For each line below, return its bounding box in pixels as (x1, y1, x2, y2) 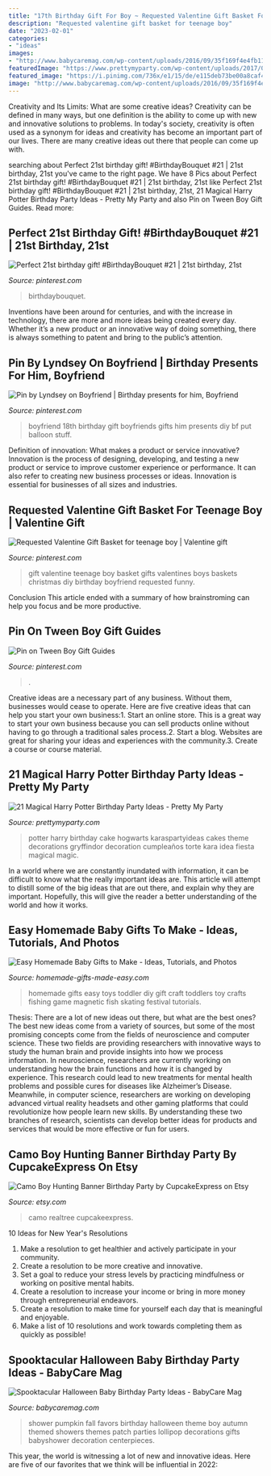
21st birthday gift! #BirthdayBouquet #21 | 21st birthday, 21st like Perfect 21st (8, 177, 263, 186)
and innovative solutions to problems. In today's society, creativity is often (8, 119, 255, 128)
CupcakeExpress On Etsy (8, 1160, 139, 1174)
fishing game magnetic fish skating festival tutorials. (27, 997, 202, 1007)
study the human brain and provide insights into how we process (8, 1047, 223, 1057)
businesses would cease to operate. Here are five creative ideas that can (8, 701, 252, 711)
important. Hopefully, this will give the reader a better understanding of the (8, 891, 257, 901)
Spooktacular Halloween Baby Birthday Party (8, 1353, 240, 1367)
